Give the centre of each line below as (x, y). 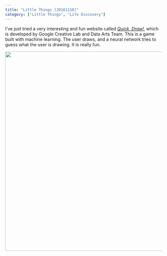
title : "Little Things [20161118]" (42, 10)
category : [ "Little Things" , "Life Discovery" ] (55, 14)
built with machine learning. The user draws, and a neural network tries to (81, 39)
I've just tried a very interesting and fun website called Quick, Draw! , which (82, 28)
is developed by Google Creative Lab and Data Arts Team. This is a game (80, 34)
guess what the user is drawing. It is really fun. (53, 44)
